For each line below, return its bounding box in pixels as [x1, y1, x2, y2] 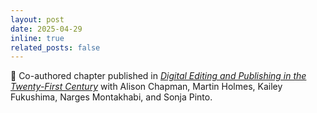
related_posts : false [10, 42, 101, 53]
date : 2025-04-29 [10, 24, 83, 34]
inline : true [10, 33, 65, 43]
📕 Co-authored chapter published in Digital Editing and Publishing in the [10, 70, 307, 82]
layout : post [10, 14, 65, 25]
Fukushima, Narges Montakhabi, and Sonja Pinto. [10, 91, 213, 103]
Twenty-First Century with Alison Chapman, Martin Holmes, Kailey [10, 81, 283, 93]
